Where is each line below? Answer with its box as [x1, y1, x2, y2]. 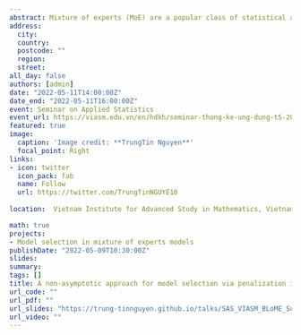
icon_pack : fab [17, 171, 74, 180]
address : [9, 21, 42, 30]
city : [17, 30, 39, 39]
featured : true [9, 122, 66, 131]
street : [17, 64, 47, 73]
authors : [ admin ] [9, 80, 74, 89]
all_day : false [9, 72, 66, 81]
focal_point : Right [17, 146, 90, 155]
